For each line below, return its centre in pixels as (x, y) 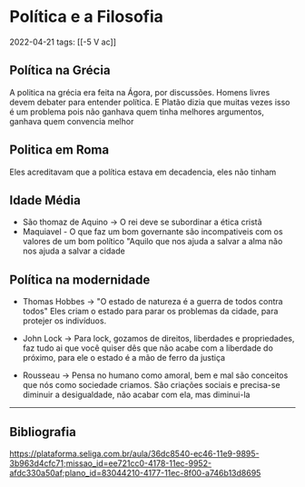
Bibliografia (43, 432)
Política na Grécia (60, 70)
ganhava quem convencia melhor (72, 121)
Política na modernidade (80, 279)
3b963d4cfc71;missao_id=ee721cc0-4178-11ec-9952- (110, 463)
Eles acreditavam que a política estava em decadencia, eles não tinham (143, 172)
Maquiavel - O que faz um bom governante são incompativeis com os (152, 232)
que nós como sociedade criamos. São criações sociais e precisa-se (151, 385)
